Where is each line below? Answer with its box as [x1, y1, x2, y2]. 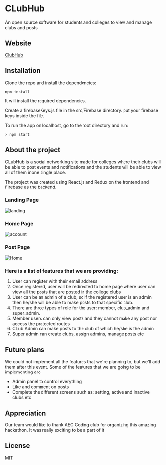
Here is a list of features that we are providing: [5, 267, 119, 274]
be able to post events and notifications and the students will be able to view [5, 164, 161, 170]
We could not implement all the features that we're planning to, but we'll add [5, 359, 161, 365]
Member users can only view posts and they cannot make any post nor [12, 315, 157, 322]
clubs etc [12, 394, 31, 401]
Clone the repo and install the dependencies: [5, 80, 97, 86]
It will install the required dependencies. [5, 98, 86, 104]
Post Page [5, 243, 30, 250]
